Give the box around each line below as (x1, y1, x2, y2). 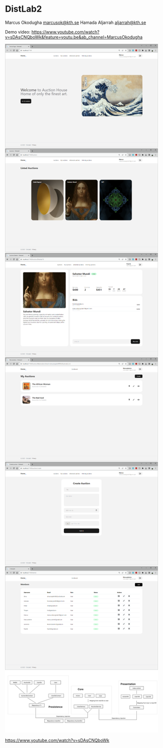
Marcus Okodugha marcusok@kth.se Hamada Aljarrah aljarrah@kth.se (5, 19, 147, 25)
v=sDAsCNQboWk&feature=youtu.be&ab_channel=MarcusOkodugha (5, 34, 143, 40)
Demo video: (5, 29, 31, 35)
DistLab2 (5, 3, 42, 15)
